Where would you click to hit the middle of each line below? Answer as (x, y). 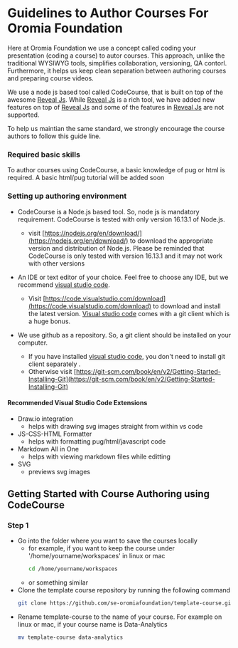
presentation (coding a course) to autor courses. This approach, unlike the (116, 56)
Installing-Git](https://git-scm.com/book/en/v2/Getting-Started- (121, 379)
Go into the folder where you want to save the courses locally (107, 541)
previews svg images (59, 471)
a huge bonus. (49, 321)
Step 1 (18, 526)
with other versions (56, 263)
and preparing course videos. (50, 78)
